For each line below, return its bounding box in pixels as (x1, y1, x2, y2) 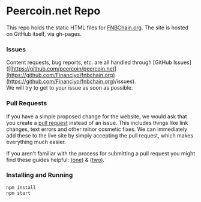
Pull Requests (6, 99, 47, 108)
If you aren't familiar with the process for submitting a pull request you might (6, 149, 196, 157)
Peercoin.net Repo (6, 4, 101, 18)
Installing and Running (6, 171, 73, 179)
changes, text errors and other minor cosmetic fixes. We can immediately (6, 126, 188, 133)
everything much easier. (6, 138, 66, 145)
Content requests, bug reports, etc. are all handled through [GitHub (6, 59, 172, 66)
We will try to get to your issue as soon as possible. (6, 84, 133, 91)
